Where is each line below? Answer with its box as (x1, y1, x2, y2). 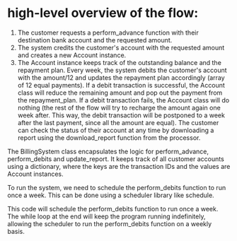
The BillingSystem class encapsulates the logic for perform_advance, (7, 147, 209, 155)
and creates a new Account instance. (17, 51, 127, 59)
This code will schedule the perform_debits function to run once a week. (7, 204, 219, 213)
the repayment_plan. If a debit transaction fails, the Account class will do (17, 95, 230, 104)
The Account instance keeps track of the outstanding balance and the (17, 58, 221, 66)
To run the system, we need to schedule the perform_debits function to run (7, 183, 226, 192)
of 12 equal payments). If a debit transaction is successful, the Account (17, 81, 225, 89)
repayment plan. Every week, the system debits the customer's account (17, 66, 228, 74)
